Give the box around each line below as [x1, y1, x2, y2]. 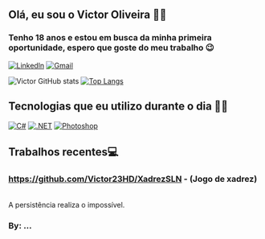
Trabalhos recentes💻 [8, 145, 119, 159]
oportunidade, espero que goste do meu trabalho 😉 [8, 42, 214, 53]
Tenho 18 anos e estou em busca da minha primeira [8, 32, 213, 43]
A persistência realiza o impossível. [8, 200, 125, 210]
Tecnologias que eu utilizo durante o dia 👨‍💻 [8, 100, 229, 113]
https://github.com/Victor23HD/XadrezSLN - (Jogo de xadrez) [8, 173, 258, 184]
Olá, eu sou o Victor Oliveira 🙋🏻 [8, 8, 167, 22]
